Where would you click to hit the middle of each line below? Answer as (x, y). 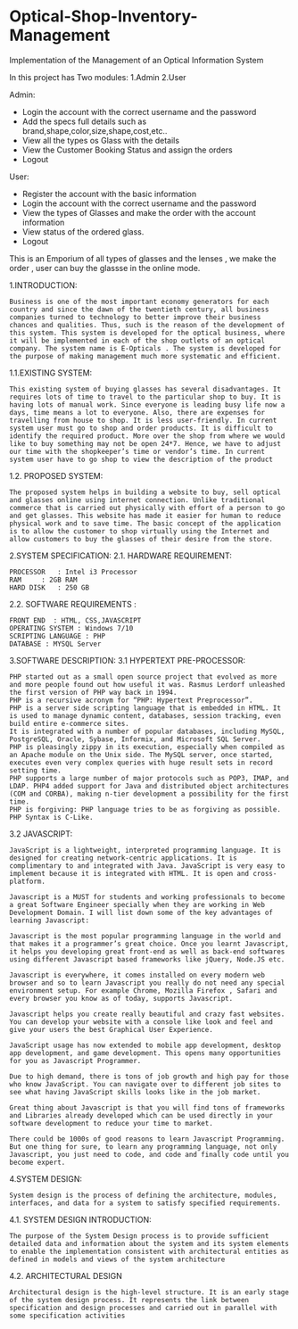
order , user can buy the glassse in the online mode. (105, 268)
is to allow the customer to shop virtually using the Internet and (139, 531)
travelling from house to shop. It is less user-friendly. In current (143, 420)
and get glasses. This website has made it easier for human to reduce (145, 516)
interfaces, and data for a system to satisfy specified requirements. (145, 1203)
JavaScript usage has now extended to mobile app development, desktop (145, 1045)
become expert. (37, 1162)
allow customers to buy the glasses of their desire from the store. (141, 539)
